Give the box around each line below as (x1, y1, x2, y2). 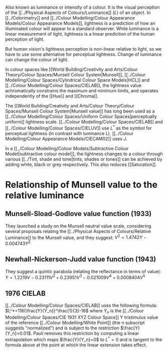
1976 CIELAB (5, 289, 46, 298)
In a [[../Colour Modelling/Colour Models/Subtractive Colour (5, 145, 129, 151)
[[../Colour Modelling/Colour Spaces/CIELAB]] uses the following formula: (5, 302, 157, 308)
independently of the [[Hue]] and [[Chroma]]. (5, 93, 99, 99)
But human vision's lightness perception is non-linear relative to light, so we (5, 46, 162, 52)
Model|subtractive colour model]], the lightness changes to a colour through (5, 151, 163, 157)
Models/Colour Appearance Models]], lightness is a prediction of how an (5, 20, 155, 26)
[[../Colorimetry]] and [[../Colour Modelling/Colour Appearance (5, 15, 135, 21)
